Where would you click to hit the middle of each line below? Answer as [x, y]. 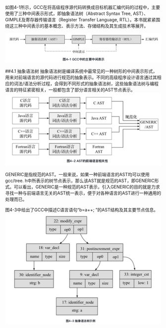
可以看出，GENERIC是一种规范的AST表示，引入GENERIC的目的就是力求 [87, 187]
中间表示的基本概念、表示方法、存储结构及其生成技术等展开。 [85, 26]
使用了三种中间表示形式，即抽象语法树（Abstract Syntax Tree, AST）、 [77, 13]
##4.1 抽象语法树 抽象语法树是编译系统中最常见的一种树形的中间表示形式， [81, 71]
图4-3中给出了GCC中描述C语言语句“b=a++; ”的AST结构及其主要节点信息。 [82, 209]
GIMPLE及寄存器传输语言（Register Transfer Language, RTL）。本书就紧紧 [81, 20]
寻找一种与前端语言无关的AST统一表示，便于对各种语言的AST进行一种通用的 [83, 193]
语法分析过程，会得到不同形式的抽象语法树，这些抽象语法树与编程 [91, 84]
